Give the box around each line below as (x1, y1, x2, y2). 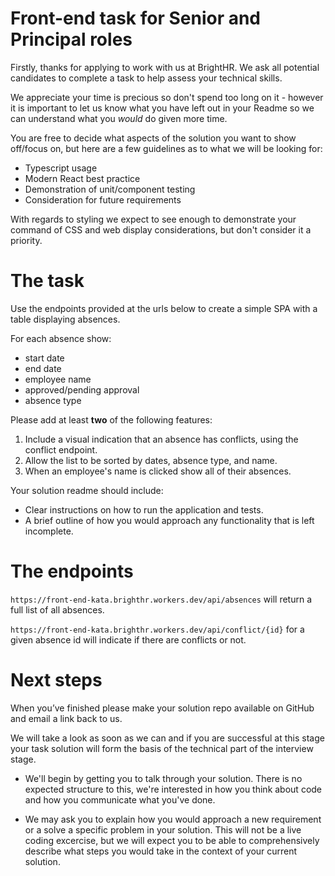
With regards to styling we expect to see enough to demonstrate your (10, 213, 297, 225)
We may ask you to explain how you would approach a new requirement (24, 813, 322, 825)
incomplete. (24, 525, 74, 537)
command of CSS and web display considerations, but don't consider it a (10, 223, 312, 236)
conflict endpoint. (24, 443, 98, 456)
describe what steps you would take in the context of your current (24, 845, 298, 857)
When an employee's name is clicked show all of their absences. (24, 465, 292, 477)
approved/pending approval (24, 383, 140, 396)
